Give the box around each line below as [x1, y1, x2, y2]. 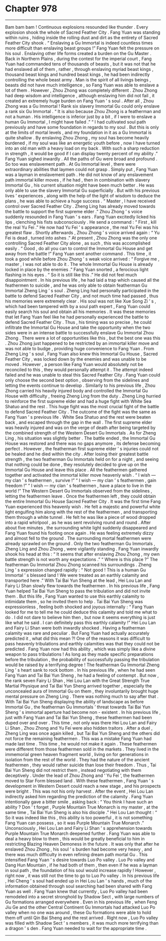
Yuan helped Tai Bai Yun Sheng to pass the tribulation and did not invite [5, 588, 151, 594]
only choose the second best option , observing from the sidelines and [5, 377, 149, 383]
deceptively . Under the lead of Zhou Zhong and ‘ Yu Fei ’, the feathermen [5, 772, 155, 778]
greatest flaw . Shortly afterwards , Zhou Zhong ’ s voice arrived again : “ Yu [5, 229, 160, 236]
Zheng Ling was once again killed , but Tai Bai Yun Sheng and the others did [5, 730, 160, 736]
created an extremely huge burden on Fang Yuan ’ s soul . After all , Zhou [5, 98, 154, 104]
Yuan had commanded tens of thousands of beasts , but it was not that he [5, 61, 156, 67]
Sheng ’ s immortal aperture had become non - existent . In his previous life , [5, 709, 161, 715]
